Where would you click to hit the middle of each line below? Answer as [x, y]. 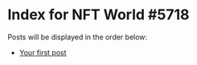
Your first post [43, 52]
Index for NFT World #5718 [98, 15]
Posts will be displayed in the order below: [78, 37]
